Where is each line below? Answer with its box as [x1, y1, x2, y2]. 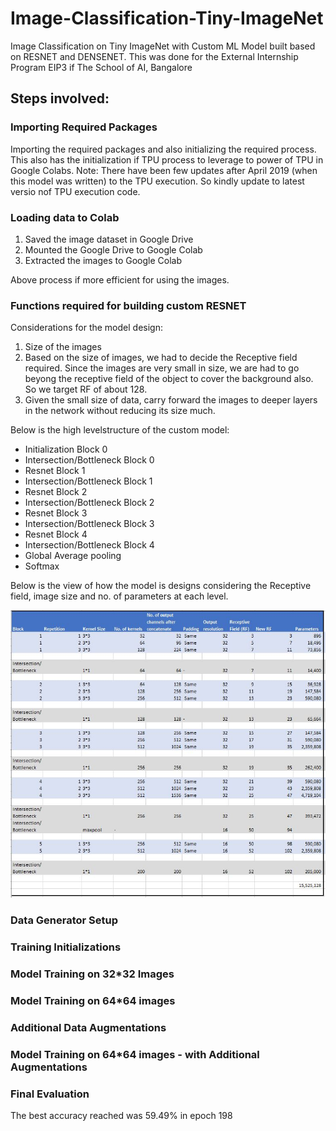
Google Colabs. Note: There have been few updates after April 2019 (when [10, 164, 318, 176]
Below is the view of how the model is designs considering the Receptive [10, 580, 312, 592]
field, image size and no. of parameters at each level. [10, 590, 229, 602]
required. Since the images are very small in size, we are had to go [24, 362, 300, 374]
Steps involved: [10, 90, 110, 107]
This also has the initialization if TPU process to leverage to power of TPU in [10, 153, 324, 166]
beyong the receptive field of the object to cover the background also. [24, 373, 314, 385]
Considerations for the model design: [10, 322, 163, 334]
